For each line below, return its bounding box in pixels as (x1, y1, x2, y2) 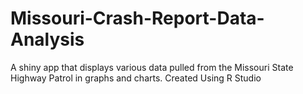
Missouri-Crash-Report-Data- (10, 7, 265, 30)
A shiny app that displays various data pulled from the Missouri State (10, 61, 294, 73)
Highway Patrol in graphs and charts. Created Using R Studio (10, 72, 262, 84)
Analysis (10, 28, 85, 51)
